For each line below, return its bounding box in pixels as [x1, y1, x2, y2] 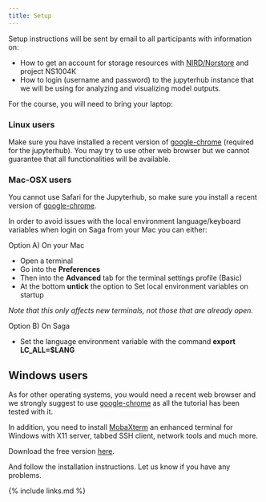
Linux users [8, 119, 55, 130]
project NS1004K [19, 66, 77, 76]
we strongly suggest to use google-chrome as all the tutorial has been [8, 399, 240, 408]
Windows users [8, 368, 88, 382]
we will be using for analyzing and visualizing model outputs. [19, 83, 221, 93]
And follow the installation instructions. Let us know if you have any [8, 462, 231, 472]
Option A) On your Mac [8, 241, 85, 250]
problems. [8, 471, 42, 480]
